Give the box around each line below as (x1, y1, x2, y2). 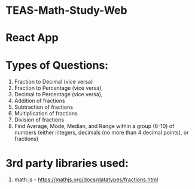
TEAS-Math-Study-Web (5, 4, 127, 17)
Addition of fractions (14, 97, 65, 105)
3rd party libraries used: (5, 156, 129, 170)
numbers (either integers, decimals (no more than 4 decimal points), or (14, 129, 189, 136)
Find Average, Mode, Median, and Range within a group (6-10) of (14, 123, 175, 130)
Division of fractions (14, 116, 64, 123)
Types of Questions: (5, 58, 109, 72)
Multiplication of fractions (14, 110, 78, 117)
